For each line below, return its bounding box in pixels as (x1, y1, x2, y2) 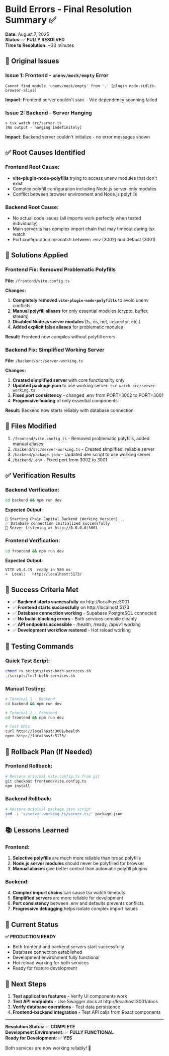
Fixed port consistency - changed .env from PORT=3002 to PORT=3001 (12, 392, 163, 398)
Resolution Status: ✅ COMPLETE (5, 1024, 75, 1030)
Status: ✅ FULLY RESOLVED (5, 36, 65, 42)
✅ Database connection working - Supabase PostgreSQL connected (12, 610, 157, 616)
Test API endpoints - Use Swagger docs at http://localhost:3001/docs (12, 999, 158, 1005)
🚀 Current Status (5, 920, 59, 929)
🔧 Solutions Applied (5, 251, 68, 260)
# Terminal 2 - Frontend (5, 710, 57, 716)
